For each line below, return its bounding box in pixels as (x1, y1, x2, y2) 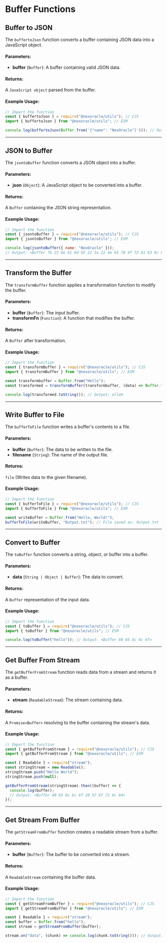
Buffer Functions (5, 3, 76, 15)
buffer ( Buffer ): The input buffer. (12, 310, 81, 316)
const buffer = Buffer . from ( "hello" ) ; (5, 920, 85, 925)
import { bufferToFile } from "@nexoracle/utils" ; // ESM (5, 506, 128, 511)
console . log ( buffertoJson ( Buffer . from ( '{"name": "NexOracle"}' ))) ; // (5, 128, 155, 133)
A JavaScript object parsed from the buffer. (5, 87, 96, 93)
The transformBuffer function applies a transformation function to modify (5, 282, 156, 288)
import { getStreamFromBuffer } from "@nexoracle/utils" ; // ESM (5, 906, 143, 911)
